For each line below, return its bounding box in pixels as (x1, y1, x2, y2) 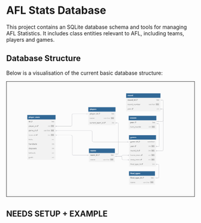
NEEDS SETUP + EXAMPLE (6, 209, 108, 219)
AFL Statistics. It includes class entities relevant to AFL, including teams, (6, 29, 184, 36)
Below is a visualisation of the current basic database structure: (6, 69, 163, 77)
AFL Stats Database (6, 4, 106, 17)
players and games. (6, 36, 55, 43)
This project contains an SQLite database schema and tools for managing (6, 23, 187, 30)
